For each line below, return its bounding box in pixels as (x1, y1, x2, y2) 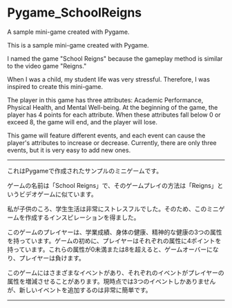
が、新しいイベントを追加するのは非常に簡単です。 (7, 285, 152, 294)
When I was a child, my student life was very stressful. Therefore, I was (7, 75, 211, 84)
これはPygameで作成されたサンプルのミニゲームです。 (7, 166, 163, 175)
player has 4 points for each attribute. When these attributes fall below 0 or (7, 110, 221, 119)
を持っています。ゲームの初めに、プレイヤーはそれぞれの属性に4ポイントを (7, 236, 222, 244)
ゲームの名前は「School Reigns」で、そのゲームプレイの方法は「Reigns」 (7, 181, 217, 189)
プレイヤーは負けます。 (19, 253, 85, 262)
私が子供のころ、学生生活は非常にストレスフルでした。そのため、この (7, 204, 207, 213)
